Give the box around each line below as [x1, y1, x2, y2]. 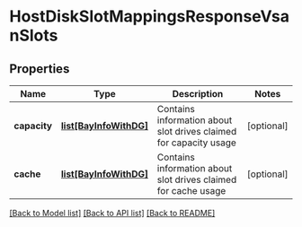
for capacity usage [156, 136, 236, 149]
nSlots [9, 25, 58, 46]
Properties [9, 61, 70, 76]
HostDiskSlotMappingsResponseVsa [9, 6, 290, 27]
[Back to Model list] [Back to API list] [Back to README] [9, 208, 216, 218]
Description [172, 88, 224, 100]
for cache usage [156, 185, 226, 196]
